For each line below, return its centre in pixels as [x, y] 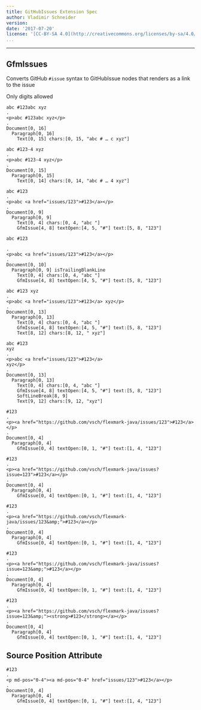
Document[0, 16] [26, 128]
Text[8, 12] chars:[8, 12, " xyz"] [61, 333]
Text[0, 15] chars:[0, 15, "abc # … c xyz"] [73, 139]
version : [17, 23]
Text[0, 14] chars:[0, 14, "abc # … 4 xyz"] [73, 180]
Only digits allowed [30, 96]
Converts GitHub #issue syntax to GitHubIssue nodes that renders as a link [98, 78]
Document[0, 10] [26, 264]
